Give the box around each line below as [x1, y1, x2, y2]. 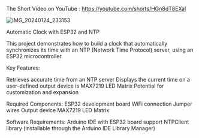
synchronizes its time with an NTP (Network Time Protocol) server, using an [6, 46, 194, 53]
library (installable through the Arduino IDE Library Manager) [6, 125, 156, 131]
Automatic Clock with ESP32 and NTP [6, 28, 100, 35]
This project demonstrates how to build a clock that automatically [6, 40, 168, 47]
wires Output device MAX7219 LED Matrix [6, 107, 110, 113]
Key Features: [6, 64, 40, 71]
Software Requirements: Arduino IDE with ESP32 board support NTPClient [6, 118, 189, 125]
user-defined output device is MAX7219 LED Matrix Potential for [6, 82, 164, 89]
